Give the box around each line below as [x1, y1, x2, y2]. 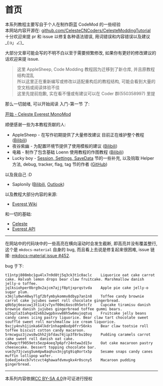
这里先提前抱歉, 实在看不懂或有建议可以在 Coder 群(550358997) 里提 [16, 90, 155, 96]
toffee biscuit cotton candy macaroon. [5, 328, 86, 333]
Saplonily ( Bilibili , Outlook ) [12, 181, 65, 187]
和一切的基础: [5, 211, 33, 217]
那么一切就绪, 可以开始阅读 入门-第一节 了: [5, 101, 90, 107]
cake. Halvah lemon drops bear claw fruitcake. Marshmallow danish [5, 277, 145, 282]
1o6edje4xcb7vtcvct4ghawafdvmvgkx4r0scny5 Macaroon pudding [5, 357, 136, 362]
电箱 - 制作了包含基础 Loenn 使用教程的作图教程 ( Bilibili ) [12, 149, 124, 155]
